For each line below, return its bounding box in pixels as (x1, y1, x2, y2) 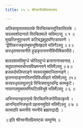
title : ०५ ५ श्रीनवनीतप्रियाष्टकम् (5, 7, 57, 12)
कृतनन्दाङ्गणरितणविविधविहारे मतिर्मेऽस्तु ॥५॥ (5, 74, 76, 80)
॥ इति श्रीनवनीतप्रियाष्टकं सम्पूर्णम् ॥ (5, 117, 61, 123)
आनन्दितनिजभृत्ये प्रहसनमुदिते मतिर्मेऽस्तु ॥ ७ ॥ (5, 101, 78, 107)
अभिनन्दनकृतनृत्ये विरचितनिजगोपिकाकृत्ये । (5, 96, 74, 102)
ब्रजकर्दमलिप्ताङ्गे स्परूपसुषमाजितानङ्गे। (5, 69, 69, 75)
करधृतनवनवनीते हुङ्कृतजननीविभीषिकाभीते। (5, 48, 75, 54)
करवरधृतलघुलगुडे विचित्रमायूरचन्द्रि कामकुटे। (5, 80, 75, 86)
